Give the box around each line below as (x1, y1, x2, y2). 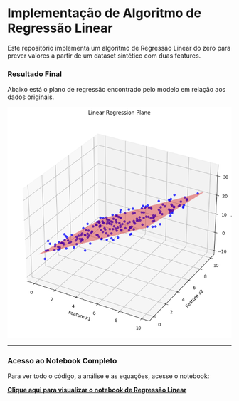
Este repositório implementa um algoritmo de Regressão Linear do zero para (7, 43, 231, 52)
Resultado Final (7, 69, 63, 79)
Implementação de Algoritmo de (7, 5, 201, 21)
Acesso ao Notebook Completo (7, 355, 117, 365)
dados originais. (7, 93, 55, 101)
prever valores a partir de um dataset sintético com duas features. (7, 51, 201, 60)
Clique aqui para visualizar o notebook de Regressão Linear (7, 386, 187, 395)
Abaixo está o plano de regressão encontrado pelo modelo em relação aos (7, 85, 226, 94)
